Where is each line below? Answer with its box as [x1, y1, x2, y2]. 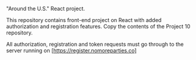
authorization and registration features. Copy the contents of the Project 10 [6, 23, 191, 30]
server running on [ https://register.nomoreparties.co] [6, 47, 137, 54]
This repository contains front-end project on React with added [6, 17, 162, 23]
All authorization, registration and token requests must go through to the [6, 41, 184, 48]
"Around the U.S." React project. [6, 5, 85, 12]
